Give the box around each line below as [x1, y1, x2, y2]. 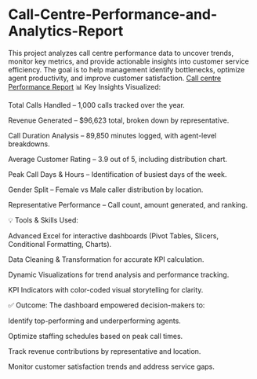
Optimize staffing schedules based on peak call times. [8, 331, 183, 340]
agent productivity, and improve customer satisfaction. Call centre [8, 73, 222, 83]
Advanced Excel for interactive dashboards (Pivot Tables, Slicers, [8, 230, 219, 241]
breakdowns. [8, 139, 51, 149]
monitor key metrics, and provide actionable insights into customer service [8, 57, 249, 66]
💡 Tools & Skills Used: [8, 215, 78, 225]
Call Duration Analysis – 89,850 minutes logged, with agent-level [8, 131, 217, 140]
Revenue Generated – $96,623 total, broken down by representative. [8, 116, 230, 125]
